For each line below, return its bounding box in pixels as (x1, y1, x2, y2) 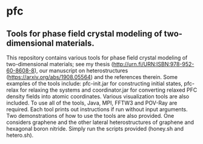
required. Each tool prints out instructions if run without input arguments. (6, 106, 188, 113)
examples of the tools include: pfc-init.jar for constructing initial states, (6, 80, 183, 87)
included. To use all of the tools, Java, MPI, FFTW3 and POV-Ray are (6, 99, 178, 106)
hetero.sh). (6, 132, 34, 139)
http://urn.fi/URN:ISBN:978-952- (113, 61, 195, 67)
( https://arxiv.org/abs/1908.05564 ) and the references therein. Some (6, 74, 178, 80)
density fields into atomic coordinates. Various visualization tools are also (6, 93, 190, 100)
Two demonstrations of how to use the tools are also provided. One (6, 112, 175, 119)
